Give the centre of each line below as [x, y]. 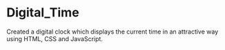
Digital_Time [43, 13]
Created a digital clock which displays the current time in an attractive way [112, 32]
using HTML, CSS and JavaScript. [55, 38]
